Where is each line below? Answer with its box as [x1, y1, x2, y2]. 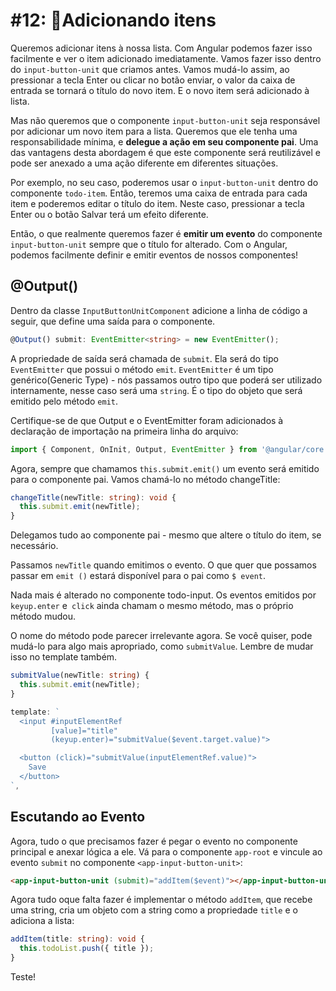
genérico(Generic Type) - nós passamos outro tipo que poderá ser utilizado [10, 374, 323, 386]
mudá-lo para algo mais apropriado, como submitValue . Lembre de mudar [10, 640, 314, 653]
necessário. [10, 540, 59, 552]
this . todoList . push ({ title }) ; [19, 944, 155, 954]
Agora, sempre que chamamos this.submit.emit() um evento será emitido [10, 462, 320, 474]
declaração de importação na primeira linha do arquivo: [10, 425, 239, 437]
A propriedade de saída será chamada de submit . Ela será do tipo [10, 352, 279, 364]
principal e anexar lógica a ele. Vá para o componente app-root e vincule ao [10, 845, 323, 858]
